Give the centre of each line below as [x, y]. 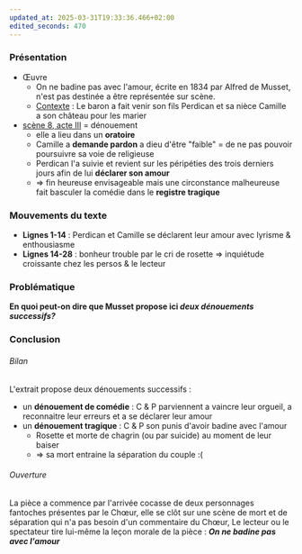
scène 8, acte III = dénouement [80, 125]
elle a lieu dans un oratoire [85, 134]
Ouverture [28, 475]
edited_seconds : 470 [48, 26]
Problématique [42, 287]
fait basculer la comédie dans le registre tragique [128, 192]
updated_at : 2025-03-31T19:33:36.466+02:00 [92, 18]
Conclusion [35, 340]
